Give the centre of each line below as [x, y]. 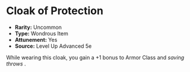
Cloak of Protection [55, 11]
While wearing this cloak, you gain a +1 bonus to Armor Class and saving [95, 57]
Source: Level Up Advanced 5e [53, 46]
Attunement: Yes [36, 40]
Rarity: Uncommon [38, 27]
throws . [16, 64]
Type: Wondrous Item [41, 33]
